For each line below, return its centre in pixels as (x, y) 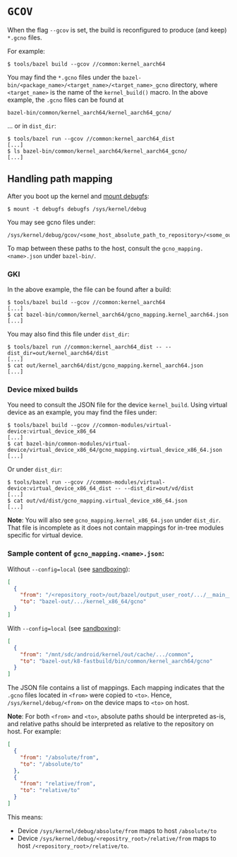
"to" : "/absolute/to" (51, 764)
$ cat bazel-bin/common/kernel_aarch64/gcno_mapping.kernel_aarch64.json (118, 315)
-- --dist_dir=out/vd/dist (154, 489)
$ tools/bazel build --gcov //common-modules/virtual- (90, 426)
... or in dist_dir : (32, 126)
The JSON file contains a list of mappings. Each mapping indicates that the (116, 688)
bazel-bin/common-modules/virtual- (78, 444)
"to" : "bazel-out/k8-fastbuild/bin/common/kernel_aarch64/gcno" (116, 661)
